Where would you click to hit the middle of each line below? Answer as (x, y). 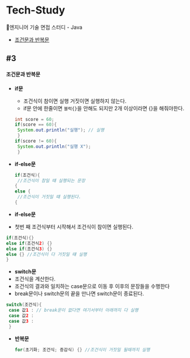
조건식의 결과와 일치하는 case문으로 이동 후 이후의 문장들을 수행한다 (92, 286)
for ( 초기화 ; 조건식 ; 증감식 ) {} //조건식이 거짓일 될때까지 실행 (82, 350)
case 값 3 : (21, 321)
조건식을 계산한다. (35, 279)
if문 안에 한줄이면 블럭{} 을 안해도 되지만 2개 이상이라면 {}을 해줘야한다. (104, 108)
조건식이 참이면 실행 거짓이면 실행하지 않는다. (75, 101)
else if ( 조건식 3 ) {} (29, 249)
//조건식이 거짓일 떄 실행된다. (49, 197)
